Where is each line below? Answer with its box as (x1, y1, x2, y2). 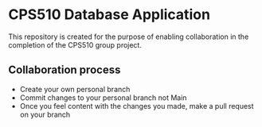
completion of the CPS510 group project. (8, 40, 142, 49)
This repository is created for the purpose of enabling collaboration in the (8, 32, 249, 41)
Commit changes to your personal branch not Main (19, 93, 187, 102)
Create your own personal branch (19, 84, 131, 94)
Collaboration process (8, 63, 121, 77)
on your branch (19, 110, 71, 119)
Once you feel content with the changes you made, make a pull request (19, 101, 254, 110)
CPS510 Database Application (8, 6, 211, 24)
